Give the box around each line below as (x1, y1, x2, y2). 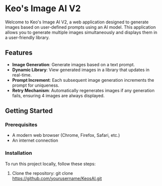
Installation (5, 149, 33, 156)
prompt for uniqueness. (12, 82, 59, 88)
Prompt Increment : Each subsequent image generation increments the (12, 77, 154, 83)
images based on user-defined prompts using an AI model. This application (5, 24, 156, 30)
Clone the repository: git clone (12, 170, 73, 176)
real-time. (12, 72, 32, 78)
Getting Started (5, 107, 53, 115)
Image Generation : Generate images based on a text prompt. (12, 61, 135, 67)
